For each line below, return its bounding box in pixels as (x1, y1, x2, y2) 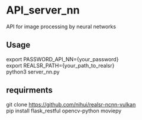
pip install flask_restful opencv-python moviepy (6, 107, 122, 114)
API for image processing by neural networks (6, 23, 117, 30)
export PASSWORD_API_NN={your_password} (6, 55, 119, 62)
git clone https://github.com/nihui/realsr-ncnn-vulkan (6, 101, 136, 108)
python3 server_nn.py (6, 68, 60, 75)
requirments (6, 85, 53, 95)
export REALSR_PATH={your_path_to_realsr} (6, 62, 115, 69)
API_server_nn (6, 4, 80, 17)
